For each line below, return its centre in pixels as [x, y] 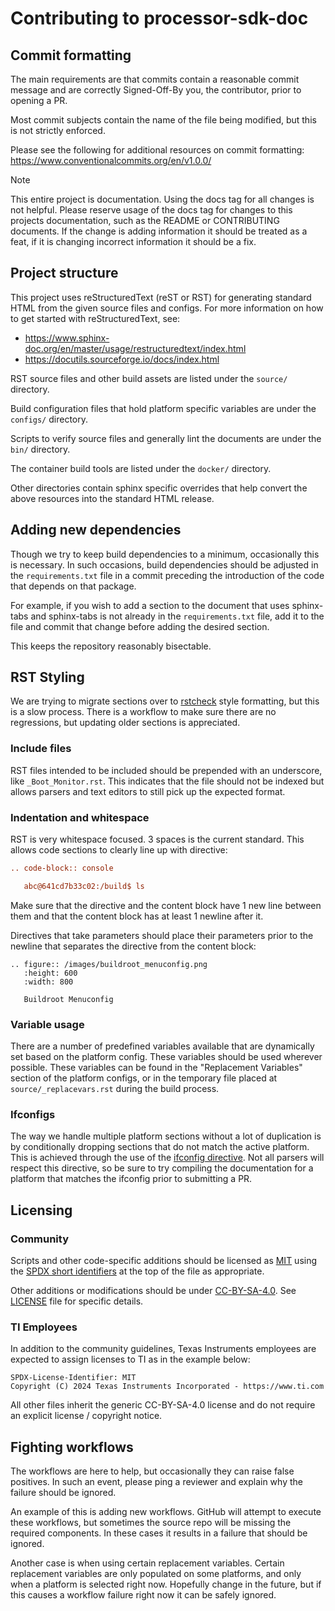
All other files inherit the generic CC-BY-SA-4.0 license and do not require [163, 1405]
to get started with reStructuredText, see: [95, 318]
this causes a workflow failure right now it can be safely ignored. [143, 1595]
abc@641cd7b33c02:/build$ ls [84, 886]
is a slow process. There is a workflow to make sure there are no [143, 712]
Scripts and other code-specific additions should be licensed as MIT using [164, 1261]
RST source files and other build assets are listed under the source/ [149, 378]
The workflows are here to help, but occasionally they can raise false [152, 1471]
